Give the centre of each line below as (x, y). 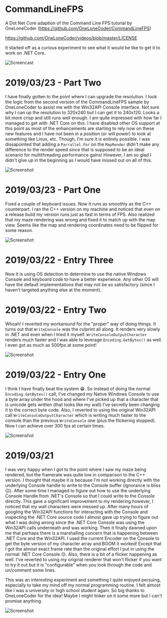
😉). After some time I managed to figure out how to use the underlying (78, 490)
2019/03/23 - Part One (53, 190)
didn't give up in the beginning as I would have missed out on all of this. (79, 160)
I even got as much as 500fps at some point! (51, 345)
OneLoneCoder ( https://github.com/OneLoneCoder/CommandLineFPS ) (78, 28)
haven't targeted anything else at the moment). (53, 290)
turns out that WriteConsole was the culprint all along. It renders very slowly (83, 329)
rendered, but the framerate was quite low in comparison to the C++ (75, 474)
